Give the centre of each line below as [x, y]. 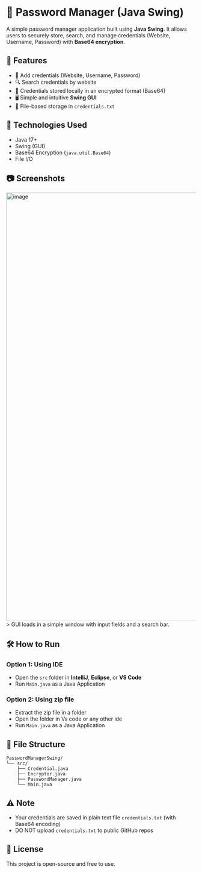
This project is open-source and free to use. [61, 863]
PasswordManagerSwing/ [35, 759]
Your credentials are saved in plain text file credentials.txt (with [95, 817]
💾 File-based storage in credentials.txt [65, 106]
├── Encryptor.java [41, 774]
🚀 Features [27, 61]
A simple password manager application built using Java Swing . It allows [97, 29]
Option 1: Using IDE [35, 664]
